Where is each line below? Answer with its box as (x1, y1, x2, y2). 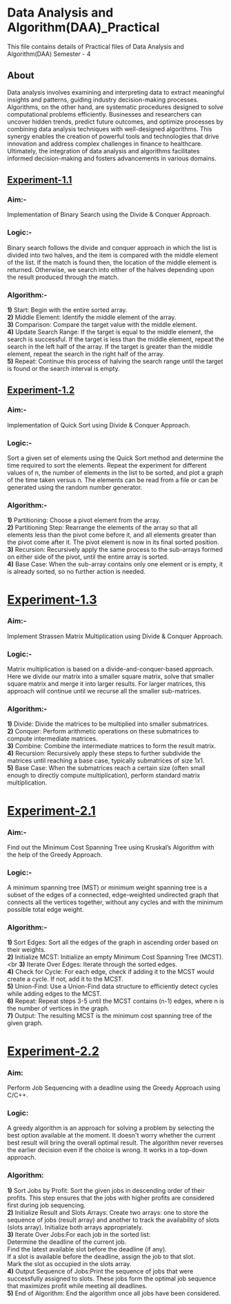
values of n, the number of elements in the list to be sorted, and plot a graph (7, 468, 223, 477)
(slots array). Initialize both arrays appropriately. (7, 1222, 143, 1231)
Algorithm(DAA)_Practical (7, 19, 160, 35)
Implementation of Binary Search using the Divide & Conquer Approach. (7, 211, 212, 219)
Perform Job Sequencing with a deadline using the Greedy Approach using (7, 1083, 221, 1092)
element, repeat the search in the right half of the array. (7, 350, 165, 358)
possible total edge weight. (7, 905, 84, 914)
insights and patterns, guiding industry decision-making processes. (7, 95, 199, 104)
